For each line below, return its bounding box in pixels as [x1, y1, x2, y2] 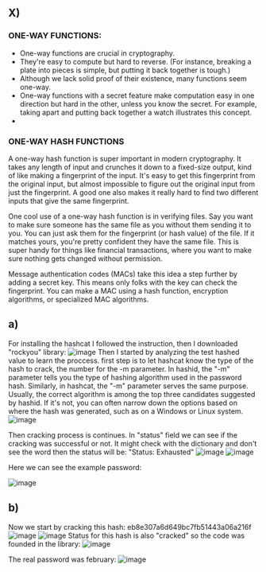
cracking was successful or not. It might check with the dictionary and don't [8, 438, 257, 448]
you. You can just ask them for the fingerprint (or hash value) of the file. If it [8, 228, 255, 238]
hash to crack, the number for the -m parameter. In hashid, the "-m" [8, 364, 230, 373]
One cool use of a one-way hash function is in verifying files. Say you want [8, 211, 253, 221]
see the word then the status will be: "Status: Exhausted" [8, 447, 195, 457]
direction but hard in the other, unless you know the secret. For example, [19, 99, 257, 108]
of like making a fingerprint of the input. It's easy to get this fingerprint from [8, 170, 256, 180]
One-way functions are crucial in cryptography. [19, 48, 175, 58]
